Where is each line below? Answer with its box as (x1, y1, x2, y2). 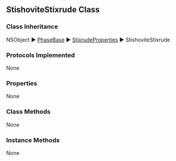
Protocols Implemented (6, 50, 76, 59)
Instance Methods (6, 136, 60, 144)
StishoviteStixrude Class (6, 5, 100, 15)
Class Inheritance (6, 23, 58, 31)
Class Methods (6, 108, 51, 116)
